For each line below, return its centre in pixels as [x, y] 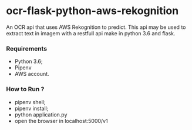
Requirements [27, 48]
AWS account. [32, 74]
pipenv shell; [30, 102]
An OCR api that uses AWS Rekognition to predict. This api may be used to [96, 27]
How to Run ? [25, 89]
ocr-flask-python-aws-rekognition [92, 11]
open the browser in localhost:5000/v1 [61, 121]
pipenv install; [31, 108]
